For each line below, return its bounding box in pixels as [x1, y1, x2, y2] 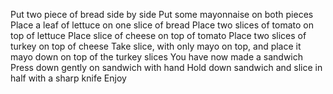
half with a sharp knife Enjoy [10, 72, 127, 84]
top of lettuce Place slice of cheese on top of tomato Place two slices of [10, 30, 307, 41]
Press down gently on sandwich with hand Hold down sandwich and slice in [10, 62, 323, 73]
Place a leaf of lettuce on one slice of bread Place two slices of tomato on [10, 19, 314, 31]
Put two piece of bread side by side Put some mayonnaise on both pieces [10, 9, 314, 20]
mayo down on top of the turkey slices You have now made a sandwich [10, 51, 304, 63]
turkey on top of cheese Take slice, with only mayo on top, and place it [10, 40, 302, 52]
